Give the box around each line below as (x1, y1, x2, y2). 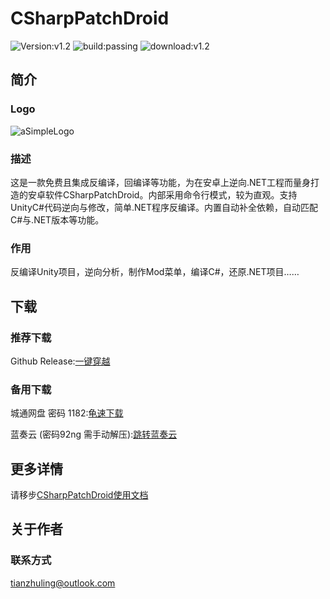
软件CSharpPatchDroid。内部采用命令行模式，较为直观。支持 (44, 188, 298, 201)
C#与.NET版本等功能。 (10, 213, 105, 226)
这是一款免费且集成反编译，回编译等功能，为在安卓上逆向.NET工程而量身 (10, 176, 312, 188)
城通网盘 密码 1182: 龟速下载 (10, 407, 124, 419)
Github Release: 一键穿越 (10, 355, 111, 367)
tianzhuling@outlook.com (10, 577, 116, 589)
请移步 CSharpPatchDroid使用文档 (10, 489, 149, 501)
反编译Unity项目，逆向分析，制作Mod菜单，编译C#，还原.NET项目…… (10, 266, 300, 278)
